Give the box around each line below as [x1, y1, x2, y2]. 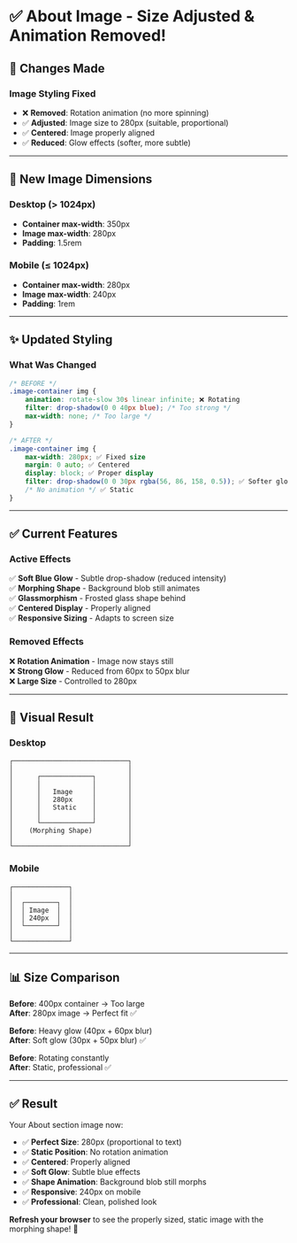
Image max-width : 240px [21, 289, 117, 299]
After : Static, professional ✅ [9, 1062, 112, 1072]
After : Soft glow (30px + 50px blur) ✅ [9, 1034, 147, 1046]
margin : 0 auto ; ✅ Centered [25, 460, 130, 470]
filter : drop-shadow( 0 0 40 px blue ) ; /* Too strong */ [25, 404, 232, 413]
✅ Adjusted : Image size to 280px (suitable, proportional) [21, 117, 229, 127]
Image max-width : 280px [21, 228, 117, 238]
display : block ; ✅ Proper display [25, 469, 154, 478]
